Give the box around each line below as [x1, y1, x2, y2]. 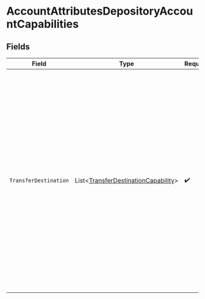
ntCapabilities [6, 17, 79, 31]
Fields [6, 41, 31, 52]
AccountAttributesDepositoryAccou [6, 4, 193, 18]
